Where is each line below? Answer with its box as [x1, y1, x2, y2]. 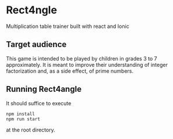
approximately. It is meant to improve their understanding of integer [6, 61, 168, 68]
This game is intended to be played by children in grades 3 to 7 [6, 55, 157, 62]
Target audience [6, 40, 67, 49]
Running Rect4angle [6, 84, 82, 94]
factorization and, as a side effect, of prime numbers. [6, 67, 134, 74]
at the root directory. [6, 126, 55, 133]
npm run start [6, 116, 41, 122]
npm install [6, 111, 35, 117]
